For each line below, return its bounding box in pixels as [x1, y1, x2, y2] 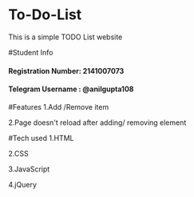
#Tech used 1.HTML [8, 133, 74, 143]
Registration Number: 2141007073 [8, 66, 125, 75]
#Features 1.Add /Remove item [8, 102, 109, 111]
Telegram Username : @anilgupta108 [8, 84, 134, 94]
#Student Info [8, 47, 53, 57]
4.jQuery [8, 179, 38, 189]
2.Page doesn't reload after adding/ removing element [8, 118, 187, 127]
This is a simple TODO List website [8, 32, 123, 42]
